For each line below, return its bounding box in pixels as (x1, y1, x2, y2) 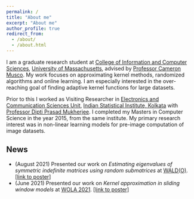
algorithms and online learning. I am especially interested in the (6, 77, 162, 84)
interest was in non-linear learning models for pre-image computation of (6, 121, 184, 128)
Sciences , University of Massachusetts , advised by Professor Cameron (6, 65, 181, 72)
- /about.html (11, 42, 47, 48)
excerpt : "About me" (6, 20, 58, 26)
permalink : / (6, 8, 39, 15)
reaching (6, 84, 28, 91)
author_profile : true (6, 25, 60, 32)
